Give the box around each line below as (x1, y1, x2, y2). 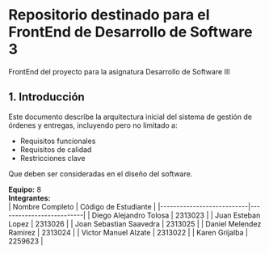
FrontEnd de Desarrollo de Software (8, 23, 253, 41)
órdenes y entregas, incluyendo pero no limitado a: (8, 120, 178, 130)
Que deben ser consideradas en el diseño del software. (8, 168, 193, 179)
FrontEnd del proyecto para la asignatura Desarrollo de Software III (8, 66, 230, 76)
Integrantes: (8, 193, 51, 203)
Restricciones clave (19, 153, 86, 163)
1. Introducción (8, 91, 85, 104)
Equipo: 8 (8, 184, 42, 194)
